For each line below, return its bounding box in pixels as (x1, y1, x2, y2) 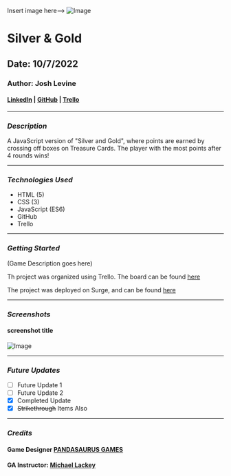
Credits (7, 429, 32, 438)
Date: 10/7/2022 (7, 58, 78, 69)
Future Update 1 (16, 381, 63, 389)
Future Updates (7, 365, 60, 375)
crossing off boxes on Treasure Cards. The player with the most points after (7, 144, 221, 152)
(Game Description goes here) (7, 259, 93, 268)
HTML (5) (16, 191, 45, 199)
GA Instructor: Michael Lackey (7, 461, 96, 469)
